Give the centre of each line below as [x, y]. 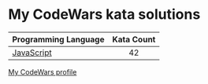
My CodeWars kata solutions [104, 15]
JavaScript [32, 53]
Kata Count [134, 39]
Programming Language [58, 39]
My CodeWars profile [43, 71]
